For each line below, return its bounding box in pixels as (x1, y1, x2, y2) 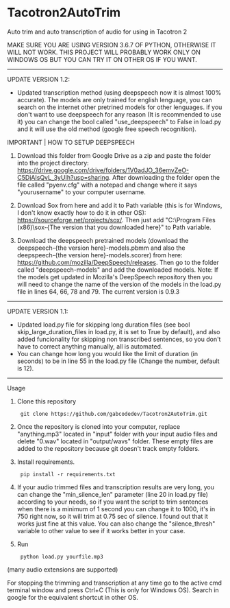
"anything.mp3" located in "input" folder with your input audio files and (16, 430, 218, 438)
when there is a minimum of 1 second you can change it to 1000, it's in (16, 504, 216, 513)
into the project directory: (16, 159, 89, 167)
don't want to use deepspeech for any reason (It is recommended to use (16, 110, 222, 118)
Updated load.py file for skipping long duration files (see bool (16, 320, 190, 329)
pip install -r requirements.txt (20, 471, 116, 478)
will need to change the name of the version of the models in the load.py (16, 280, 222, 288)
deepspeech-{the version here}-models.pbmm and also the (16, 244, 186, 252)
